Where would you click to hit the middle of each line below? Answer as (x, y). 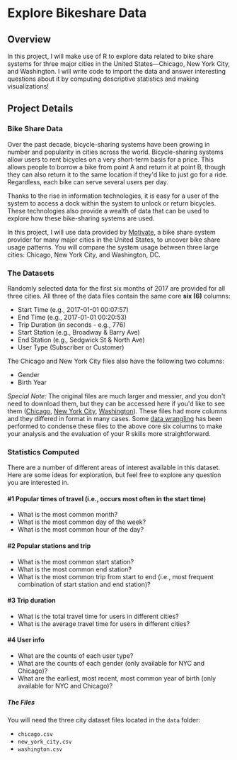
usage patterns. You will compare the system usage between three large (113, 247)
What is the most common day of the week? (82, 522)
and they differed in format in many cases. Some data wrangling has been (115, 418)
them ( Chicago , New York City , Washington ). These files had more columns (117, 411)
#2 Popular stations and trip (49, 546)
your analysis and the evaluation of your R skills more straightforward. (109, 433)
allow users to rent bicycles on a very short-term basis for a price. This (111, 159)
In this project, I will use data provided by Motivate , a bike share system (111, 232)
